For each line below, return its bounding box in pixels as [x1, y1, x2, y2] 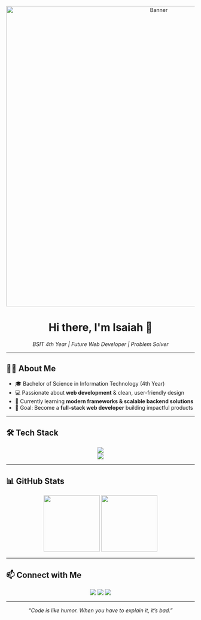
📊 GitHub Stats [6, 476, 65, 486]
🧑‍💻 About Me [6, 363, 56, 374]
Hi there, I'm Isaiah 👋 [48, 321, 153, 335]
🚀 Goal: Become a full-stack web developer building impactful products [14, 404, 193, 411]
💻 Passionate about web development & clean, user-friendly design [14, 389, 184, 396]
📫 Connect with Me [6, 570, 82, 580]
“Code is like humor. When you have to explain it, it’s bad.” [28, 607, 173, 614]
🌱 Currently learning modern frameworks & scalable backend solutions [14, 397, 194, 405]
